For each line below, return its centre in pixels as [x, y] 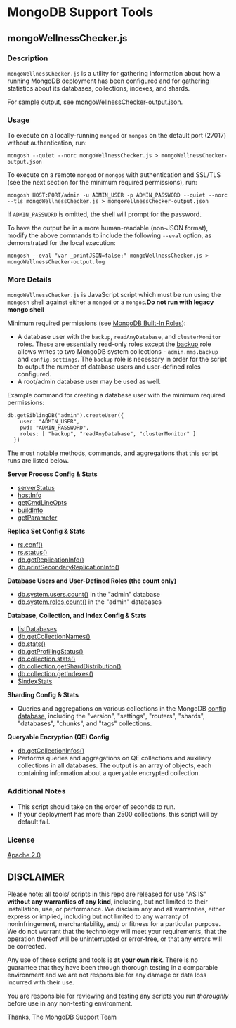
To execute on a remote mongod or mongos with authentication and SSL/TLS [114, 175]
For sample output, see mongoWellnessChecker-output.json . [95, 102]
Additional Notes [37, 791]
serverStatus [36, 488]
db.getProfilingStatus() [50, 652]
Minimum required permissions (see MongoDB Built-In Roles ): [97, 323]
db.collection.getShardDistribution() [69, 666]
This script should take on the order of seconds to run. [96, 806]
